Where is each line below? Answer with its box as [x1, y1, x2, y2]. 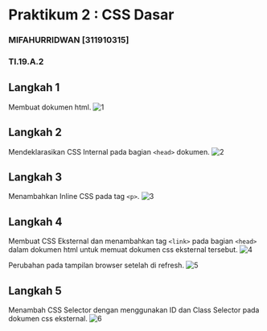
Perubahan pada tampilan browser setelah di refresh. [8, 260, 185, 271]
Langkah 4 [8, 215, 63, 229]
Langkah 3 [8, 171, 63, 184]
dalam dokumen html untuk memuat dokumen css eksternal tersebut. [8, 245, 239, 254]
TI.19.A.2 [8, 56, 44, 68]
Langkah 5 [8, 283, 62, 297]
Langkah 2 [8, 126, 63, 139]
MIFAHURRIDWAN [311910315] [8, 35, 129, 46]
